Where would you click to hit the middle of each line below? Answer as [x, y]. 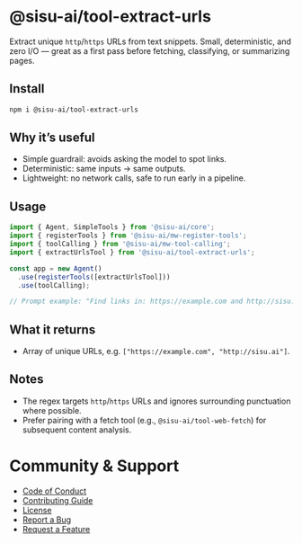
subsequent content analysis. [77, 430]
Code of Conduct [54, 491]
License [37, 510]
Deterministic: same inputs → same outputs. [104, 169]
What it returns [53, 329]
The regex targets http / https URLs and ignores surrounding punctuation [156, 401]
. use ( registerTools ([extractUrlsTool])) [94, 277]
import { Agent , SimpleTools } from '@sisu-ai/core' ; [112, 227]
